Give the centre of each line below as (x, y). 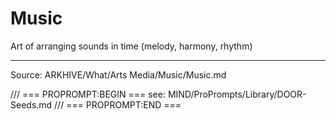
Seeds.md (31, 104)
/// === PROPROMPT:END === (118, 104)
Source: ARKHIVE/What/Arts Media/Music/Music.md (118, 74)
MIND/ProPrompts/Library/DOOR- (237, 94)
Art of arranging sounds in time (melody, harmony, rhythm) (131, 46)
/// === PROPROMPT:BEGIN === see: (88, 94)
